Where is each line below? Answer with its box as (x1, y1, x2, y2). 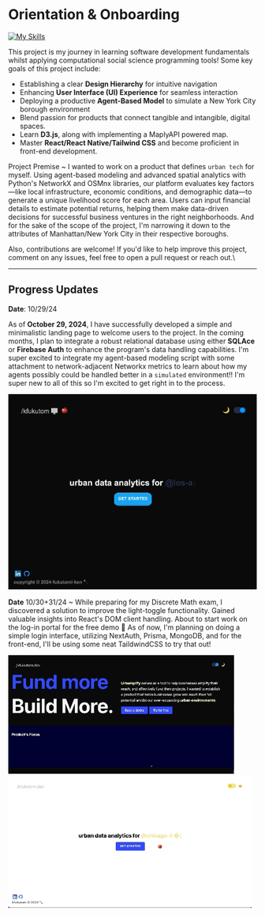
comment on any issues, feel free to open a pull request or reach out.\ (8, 252, 236, 262)
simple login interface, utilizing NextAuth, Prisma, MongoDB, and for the (8, 630, 242, 640)
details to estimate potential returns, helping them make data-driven (8, 203, 229, 213)
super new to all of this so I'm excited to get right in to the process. (8, 378, 226, 388)
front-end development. (19, 146, 98, 156)
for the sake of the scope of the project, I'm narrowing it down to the (8, 220, 231, 230)
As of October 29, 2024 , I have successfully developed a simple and (8, 319, 233, 329)
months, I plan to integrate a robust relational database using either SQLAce (8, 336, 255, 346)
